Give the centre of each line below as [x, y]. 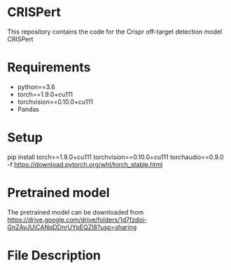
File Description [54, 255]
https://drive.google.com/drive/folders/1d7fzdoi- [77, 220]
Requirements [49, 68]
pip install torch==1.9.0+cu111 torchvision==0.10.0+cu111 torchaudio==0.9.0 [115, 157]
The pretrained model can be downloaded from [76, 212]
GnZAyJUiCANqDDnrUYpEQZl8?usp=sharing [72, 227]
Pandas [28, 109]
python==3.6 [36, 87]
